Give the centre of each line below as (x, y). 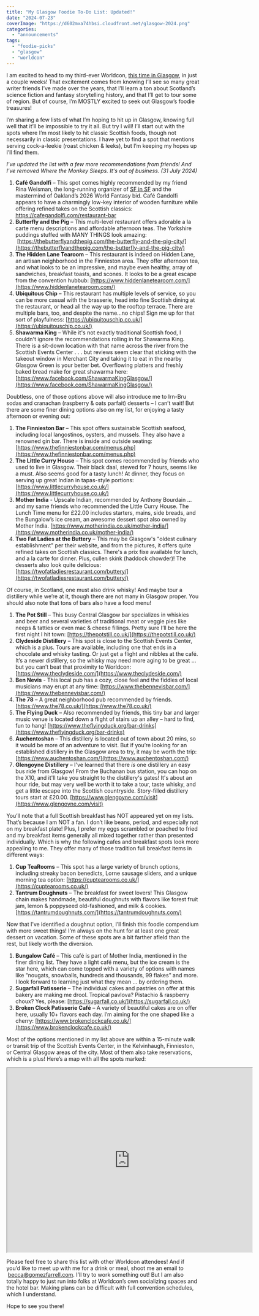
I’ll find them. (23, 152)
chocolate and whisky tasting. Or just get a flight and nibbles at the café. (107, 653)
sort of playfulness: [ (41, 319)
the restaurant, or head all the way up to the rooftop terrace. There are (104, 306)
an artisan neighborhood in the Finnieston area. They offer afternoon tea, (107, 261)
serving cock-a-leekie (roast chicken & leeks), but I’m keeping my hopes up (102, 145)
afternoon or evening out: (38, 416)
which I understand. (32, 1294)
